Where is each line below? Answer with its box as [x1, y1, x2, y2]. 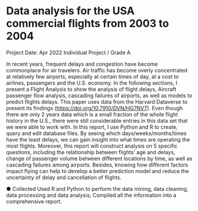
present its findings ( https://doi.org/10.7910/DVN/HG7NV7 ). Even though [6, 104, 183, 111]
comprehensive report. [6, 197, 62, 205]
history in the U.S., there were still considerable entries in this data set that [6, 117, 188, 124]
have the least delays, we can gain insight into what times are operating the [6, 136, 190, 143]
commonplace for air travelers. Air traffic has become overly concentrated [6, 66, 188, 73]
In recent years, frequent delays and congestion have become [6, 60, 158, 68]
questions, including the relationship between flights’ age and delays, [6, 148, 175, 155]
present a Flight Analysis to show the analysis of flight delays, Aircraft [6, 85, 177, 92]
